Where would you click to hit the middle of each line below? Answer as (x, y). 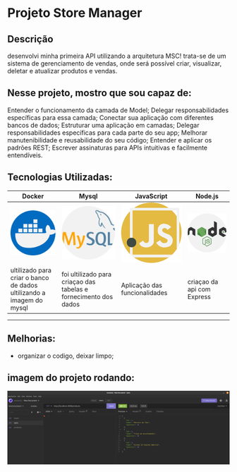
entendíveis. (25, 155)
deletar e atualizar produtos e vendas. (62, 71)
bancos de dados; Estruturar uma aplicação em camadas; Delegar (103, 125)
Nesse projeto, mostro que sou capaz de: (99, 93)
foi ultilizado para (86, 274)
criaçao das (79, 282)
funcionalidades (144, 293)
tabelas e (75, 289)
